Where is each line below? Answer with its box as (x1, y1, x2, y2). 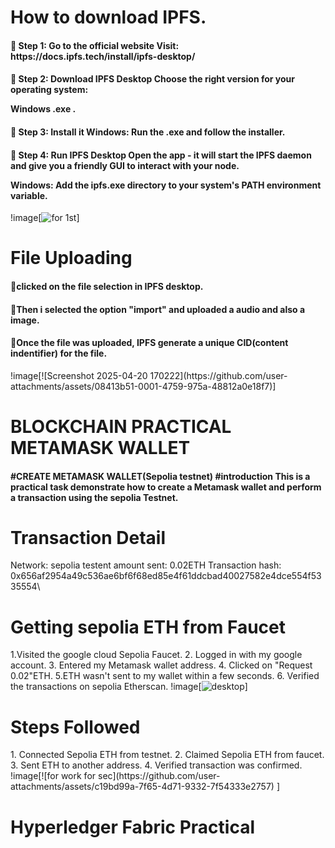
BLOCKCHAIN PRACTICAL (10, 415, 232, 438)
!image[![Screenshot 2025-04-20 (10, 369, 148, 381)
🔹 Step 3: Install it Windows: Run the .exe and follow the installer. (10, 126, 286, 138)
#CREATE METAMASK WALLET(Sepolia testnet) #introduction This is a (10, 470, 311, 482)
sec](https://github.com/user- (97, 770, 221, 782)
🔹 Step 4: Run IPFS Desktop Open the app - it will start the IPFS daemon (10, 149, 312, 161)
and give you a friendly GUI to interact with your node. (10, 159, 240, 171)
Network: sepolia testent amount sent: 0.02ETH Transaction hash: (10, 559, 282, 571)
